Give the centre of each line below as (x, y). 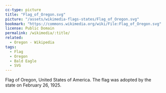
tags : (11, 47)
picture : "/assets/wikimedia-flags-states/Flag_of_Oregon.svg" (72, 19)
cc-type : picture (23, 10)
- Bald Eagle (23, 61)
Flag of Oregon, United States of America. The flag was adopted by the (78, 80)
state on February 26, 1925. (33, 85)
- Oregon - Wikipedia (32, 42)
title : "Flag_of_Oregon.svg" (35, 14)
